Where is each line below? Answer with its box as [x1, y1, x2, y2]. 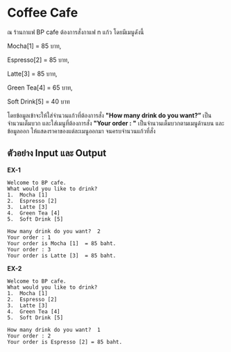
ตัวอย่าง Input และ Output [7, 147, 107, 159]
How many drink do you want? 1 [7, 326, 101, 333]
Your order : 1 [7, 234, 51, 241]
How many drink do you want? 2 [7, 228, 101, 235]
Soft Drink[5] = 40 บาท [7, 97, 71, 106]
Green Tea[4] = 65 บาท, [7, 83, 73, 92]
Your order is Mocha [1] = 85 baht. [7, 240, 117, 247]
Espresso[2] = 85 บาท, [7, 56, 69, 64]
